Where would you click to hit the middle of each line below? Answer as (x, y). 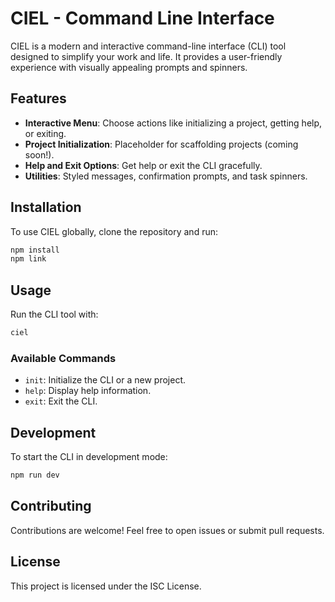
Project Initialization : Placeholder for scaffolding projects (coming (161, 144)
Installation (46, 207)
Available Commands (63, 358)
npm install (35, 250)
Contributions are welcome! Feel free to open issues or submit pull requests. (167, 530)
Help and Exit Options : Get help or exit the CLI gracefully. (143, 165)
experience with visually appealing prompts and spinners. (129, 67)
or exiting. (45, 133)
